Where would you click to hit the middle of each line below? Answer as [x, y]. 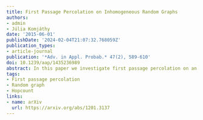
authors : [17, 18]
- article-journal [29, 52]
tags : [13, 74]
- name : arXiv [24, 102]
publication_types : [31, 46]
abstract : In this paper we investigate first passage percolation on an [102, 68]
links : [15, 96]
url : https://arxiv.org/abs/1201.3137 [61, 108]
